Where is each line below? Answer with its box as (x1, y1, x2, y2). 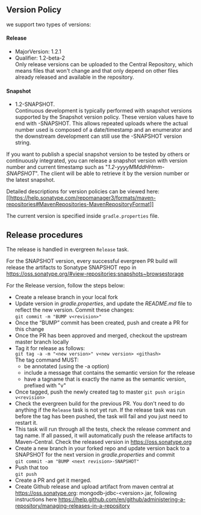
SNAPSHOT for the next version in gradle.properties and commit (14, 451, 175, 458)
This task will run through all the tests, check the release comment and (14, 425, 191, 433)
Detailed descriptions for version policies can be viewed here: (6, 188, 159, 195)
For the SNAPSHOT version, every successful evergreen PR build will (6, 257, 178, 265)
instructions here (14, 496, 57, 503)
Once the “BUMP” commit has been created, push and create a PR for (14, 319, 188, 327)
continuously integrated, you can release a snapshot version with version (6, 157, 188, 164)
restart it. (14, 419, 38, 427)
